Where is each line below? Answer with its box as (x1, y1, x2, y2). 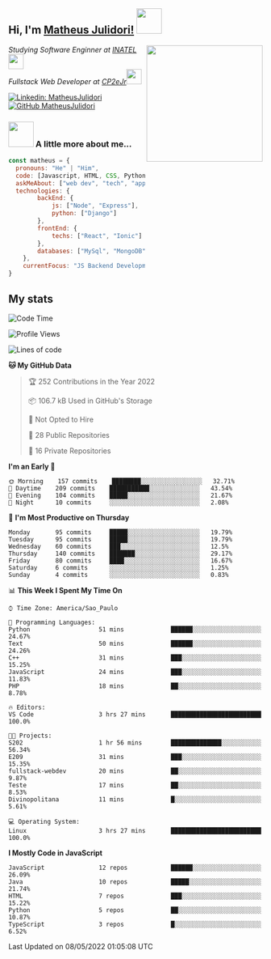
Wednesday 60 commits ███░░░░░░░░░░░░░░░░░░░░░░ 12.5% (8, 542, 229, 550)
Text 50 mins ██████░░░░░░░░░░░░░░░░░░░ (8, 639, 262, 647)
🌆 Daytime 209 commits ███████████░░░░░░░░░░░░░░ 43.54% (8, 484, 232, 492)
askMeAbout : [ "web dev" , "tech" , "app (15, 179, 147, 187)
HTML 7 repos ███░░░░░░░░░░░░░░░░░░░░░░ (8, 892, 262, 900)
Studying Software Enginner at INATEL (8, 45, 137, 54)
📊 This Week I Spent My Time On (8, 585, 123, 595)
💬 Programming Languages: (8, 618, 95, 626)
